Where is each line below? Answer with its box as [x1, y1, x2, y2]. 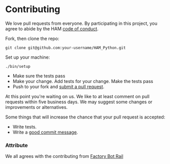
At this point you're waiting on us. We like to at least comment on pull [5, 93, 150, 99]
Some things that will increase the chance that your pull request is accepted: [5, 114, 165, 120]
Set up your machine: [5, 54, 50, 60]
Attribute [5, 142, 28, 149]
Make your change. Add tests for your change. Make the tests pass [12, 78, 153, 84]
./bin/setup [5, 64, 30, 69]
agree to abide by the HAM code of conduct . [5, 25, 99, 31]
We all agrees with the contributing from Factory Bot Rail [5, 153, 123, 159]
